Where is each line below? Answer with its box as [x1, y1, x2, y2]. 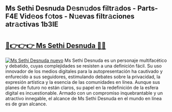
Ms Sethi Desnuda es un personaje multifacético [64, 57, 167, 63]
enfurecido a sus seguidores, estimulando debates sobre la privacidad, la [5, 74, 161, 80]
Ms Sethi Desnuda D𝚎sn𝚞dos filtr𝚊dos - [5, 4, 136, 13]
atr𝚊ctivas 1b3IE [5, 20, 59, 29]
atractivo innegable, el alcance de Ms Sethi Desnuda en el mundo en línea [5, 96, 162, 101]
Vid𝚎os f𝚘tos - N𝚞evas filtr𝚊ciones [20, 12, 135, 21]
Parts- [137, 4, 158, 13]
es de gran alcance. [5, 101, 47, 107]
